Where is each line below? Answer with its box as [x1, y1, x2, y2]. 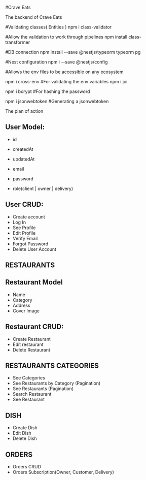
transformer [5, 39, 30, 45]
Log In [12, 219, 26, 225]
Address [12, 302, 30, 308]
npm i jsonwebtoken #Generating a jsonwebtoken [5, 99, 109, 104]
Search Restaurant [12, 391, 52, 397]
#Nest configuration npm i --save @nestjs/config [5, 59, 108, 65]
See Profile [12, 225, 36, 231]
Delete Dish [12, 435, 37, 441]
